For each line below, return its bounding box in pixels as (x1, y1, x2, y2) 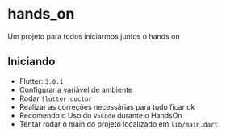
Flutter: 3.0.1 (19, 76, 64, 85)
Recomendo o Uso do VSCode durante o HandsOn (19, 110, 182, 120)
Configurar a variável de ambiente (19, 85, 133, 94)
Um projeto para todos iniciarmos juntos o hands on (7, 31, 180, 41)
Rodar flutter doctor (19, 93, 92, 103)
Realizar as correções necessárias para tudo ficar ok (19, 102, 195, 111)
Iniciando (7, 55, 56, 68)
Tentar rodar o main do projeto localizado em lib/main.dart (19, 118, 219, 129)
